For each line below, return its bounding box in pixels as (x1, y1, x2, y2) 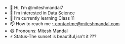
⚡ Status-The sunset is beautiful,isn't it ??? (9, 34, 97, 39)
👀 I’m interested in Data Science (9, 10, 75, 16)
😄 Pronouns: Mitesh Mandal (9, 28, 68, 34)
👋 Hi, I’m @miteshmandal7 (9, 5, 63, 10)
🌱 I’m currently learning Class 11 (9, 15, 75, 21)
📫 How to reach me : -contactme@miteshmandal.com (9, 21, 120, 27)
